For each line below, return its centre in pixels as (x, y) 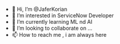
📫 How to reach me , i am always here (59, 35)
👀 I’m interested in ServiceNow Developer (63, 15)
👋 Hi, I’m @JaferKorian (39, 9)
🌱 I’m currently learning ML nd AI (52, 22)
